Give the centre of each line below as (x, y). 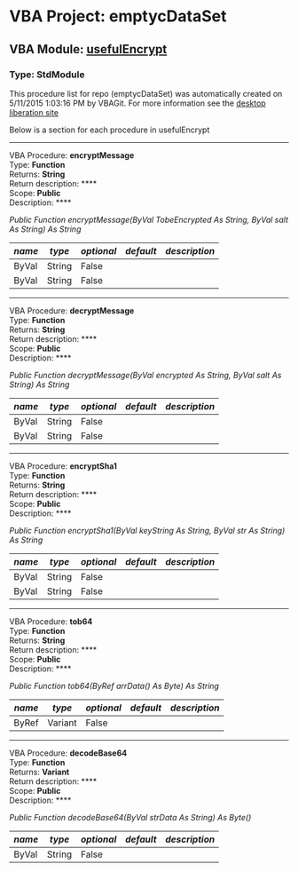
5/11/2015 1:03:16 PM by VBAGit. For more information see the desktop (137, 103)
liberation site (34, 112)
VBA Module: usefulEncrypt (88, 49)
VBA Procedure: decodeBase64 (68, 753)
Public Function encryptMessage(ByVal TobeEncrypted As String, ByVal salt (149, 219)
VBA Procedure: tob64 (51, 621)
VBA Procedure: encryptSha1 (63, 466)
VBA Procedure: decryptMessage (72, 310)
